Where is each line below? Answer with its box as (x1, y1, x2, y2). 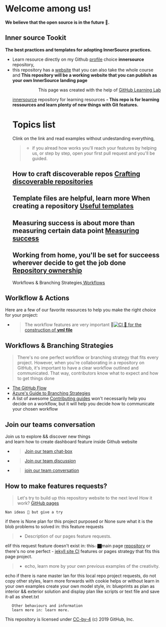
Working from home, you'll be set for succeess (12, 251, 160, 259)
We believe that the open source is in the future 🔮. (5, 19, 110, 25)
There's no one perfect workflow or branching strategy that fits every (17, 354, 159, 361)
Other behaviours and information (11, 603, 83, 608)
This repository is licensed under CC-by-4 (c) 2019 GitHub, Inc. (5, 616, 134, 622)
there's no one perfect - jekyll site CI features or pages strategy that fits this (5, 548, 160, 554)
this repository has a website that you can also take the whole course (12, 67, 154, 73)
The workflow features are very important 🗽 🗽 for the (24, 322, 142, 328)
